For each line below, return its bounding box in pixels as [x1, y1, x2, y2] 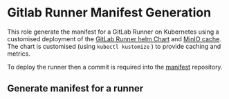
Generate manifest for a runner [7, 82, 144, 94]
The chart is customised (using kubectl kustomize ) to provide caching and [7, 42, 221, 50]
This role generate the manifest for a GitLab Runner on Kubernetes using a [7, 27, 219, 36]
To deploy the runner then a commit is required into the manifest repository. [7, 63, 223, 71]
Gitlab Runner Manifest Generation [7, 5, 212, 21]
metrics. [7, 49, 31, 58]
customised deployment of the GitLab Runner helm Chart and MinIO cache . [7, 34, 221, 43]
